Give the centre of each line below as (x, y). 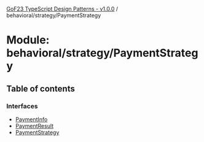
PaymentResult (34, 125)
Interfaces (22, 106)
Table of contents (41, 88)
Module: (28, 40)
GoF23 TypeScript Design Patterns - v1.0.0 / (62, 9)
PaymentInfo (31, 119)
